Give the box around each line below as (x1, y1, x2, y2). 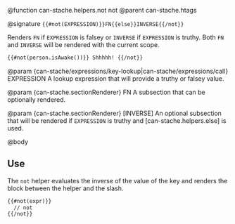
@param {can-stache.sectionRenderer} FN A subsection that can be (7, 88, 205, 96)
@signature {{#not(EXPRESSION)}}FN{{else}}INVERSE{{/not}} (7, 20, 184, 27)
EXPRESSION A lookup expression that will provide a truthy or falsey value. (7, 74, 224, 83)
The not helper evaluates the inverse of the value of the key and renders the (7, 176, 228, 185)
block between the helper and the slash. (7, 184, 124, 192)
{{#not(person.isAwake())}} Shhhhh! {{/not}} (7, 54, 143, 61)
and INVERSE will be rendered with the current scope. (7, 41, 160, 48)
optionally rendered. (7, 95, 66, 104)
